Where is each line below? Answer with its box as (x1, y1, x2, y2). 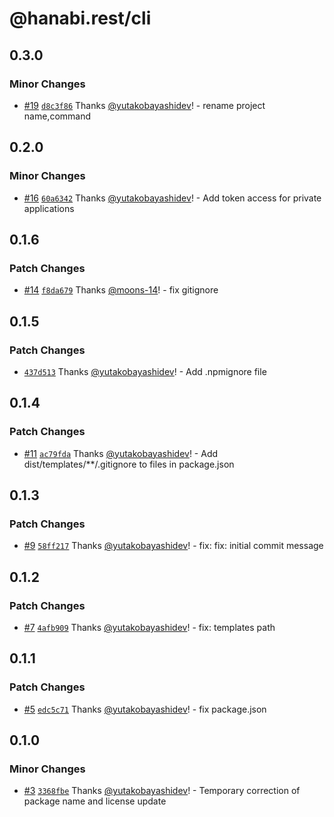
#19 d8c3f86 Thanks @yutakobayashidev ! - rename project (23, 99, 266, 111)
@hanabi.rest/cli (9, 7, 152, 30)
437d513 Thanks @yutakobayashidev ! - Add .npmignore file (23, 365, 267, 377)
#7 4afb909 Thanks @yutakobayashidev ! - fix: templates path (23, 622, 276, 633)
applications (23, 202, 75, 214)
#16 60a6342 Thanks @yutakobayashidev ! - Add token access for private (23, 192, 322, 204)
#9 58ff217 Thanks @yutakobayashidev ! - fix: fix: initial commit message (23, 540, 324, 552)
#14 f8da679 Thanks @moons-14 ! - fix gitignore (23, 284, 219, 296)
